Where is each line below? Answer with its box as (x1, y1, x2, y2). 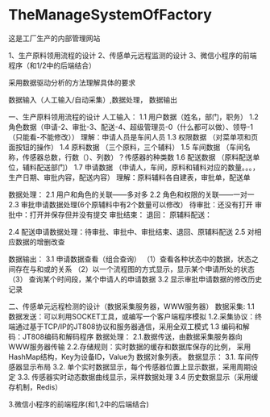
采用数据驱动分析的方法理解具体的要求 (8, 77, 135, 87)
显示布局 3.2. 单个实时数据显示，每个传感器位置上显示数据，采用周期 (22, 361, 251, 372)
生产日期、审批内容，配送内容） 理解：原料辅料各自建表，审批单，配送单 (8, 172, 251, 182)
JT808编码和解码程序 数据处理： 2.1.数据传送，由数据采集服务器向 (22, 332, 243, 341)
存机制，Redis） (8, 382, 63, 392)
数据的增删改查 (15, 236, 65, 247)
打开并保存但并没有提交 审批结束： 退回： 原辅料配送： (29, 210, 212, 219)
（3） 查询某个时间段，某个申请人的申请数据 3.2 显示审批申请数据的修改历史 (8, 274, 263, 284)
